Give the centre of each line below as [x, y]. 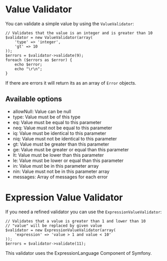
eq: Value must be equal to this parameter [57, 122]
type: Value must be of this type [47, 117]
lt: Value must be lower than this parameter [58, 155]
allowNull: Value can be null [42, 111]
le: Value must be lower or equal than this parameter [68, 160]
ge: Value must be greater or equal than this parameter [71, 149]
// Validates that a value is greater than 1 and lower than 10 [76, 221]
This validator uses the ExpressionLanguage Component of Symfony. [79, 253]
